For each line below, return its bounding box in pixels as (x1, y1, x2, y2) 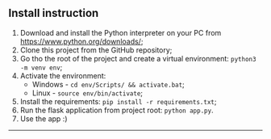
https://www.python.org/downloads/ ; (19, 36, 144, 46)
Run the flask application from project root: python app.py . (19, 105, 214, 115)
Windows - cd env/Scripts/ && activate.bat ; (31, 79, 186, 89)
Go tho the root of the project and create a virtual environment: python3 (19, 53, 256, 63)
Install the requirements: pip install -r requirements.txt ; (19, 96, 217, 106)
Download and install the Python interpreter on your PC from (19, 27, 222, 37)
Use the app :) (19, 113, 68, 124)
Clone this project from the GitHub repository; (19, 44, 173, 55)
